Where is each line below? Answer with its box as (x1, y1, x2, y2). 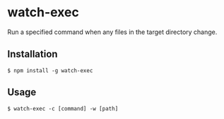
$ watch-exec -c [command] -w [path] (7, 105, 119, 112)
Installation (7, 48, 58, 60)
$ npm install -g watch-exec (7, 67, 93, 74)
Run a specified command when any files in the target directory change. (7, 28, 218, 36)
